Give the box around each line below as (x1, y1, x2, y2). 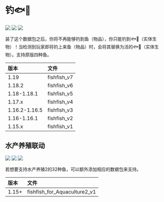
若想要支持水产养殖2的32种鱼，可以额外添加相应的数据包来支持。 (5, 166, 141, 172)
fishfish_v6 (47, 82, 73, 89)
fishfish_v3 (47, 107, 73, 114)
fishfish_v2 (47, 115, 73, 122)
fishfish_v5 (47, 90, 73, 97)
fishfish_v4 (47, 98, 73, 105)
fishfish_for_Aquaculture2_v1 (27, 188, 97, 195)
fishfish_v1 (47, 123, 73, 130)
